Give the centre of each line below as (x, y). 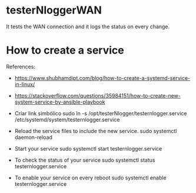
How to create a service (65, 50)
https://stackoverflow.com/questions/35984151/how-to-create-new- (98, 95)
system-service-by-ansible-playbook (60, 102)
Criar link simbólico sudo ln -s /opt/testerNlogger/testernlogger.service (101, 113)
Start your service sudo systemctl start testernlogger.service (88, 148)
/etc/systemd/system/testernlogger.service (67, 119)
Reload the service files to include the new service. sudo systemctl (96, 131)
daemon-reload (34, 137)
